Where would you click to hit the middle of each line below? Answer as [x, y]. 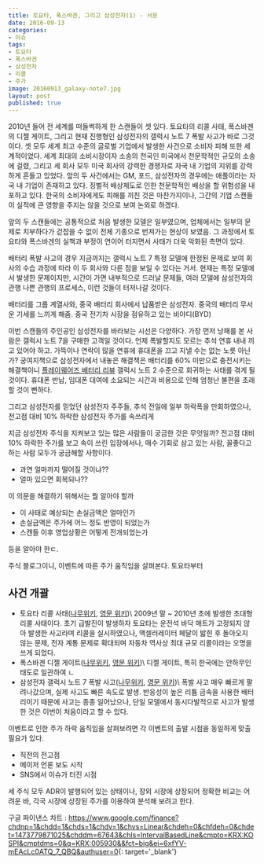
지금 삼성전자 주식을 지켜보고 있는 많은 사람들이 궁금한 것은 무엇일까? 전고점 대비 [132, 433]
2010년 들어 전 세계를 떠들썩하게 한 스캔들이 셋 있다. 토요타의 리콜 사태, [117, 127]
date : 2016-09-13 [37, 23]
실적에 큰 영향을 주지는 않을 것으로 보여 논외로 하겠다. [98, 205]
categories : [27, 30]
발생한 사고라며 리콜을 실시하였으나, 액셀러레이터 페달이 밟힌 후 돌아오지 [138, 633]
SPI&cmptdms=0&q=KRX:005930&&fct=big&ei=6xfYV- [97, 843]
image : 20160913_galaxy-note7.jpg [65, 88]
